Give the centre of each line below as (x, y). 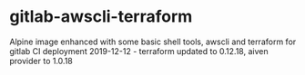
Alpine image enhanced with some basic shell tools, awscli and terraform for (153, 42)
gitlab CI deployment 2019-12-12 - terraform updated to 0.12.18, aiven (139, 51)
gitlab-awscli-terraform (101, 17)
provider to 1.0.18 (41, 61)
